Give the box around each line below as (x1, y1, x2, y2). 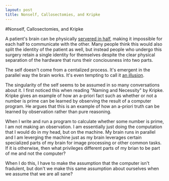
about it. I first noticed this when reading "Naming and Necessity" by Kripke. (5, 87, 164, 93)
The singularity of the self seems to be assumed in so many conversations (5, 81, 160, 88)
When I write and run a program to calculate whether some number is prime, (5, 118, 164, 124)
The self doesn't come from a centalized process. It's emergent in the (5, 66, 150, 73)
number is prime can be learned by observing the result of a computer (5, 98, 151, 104)
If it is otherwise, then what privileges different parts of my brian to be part (5, 145, 160, 151)
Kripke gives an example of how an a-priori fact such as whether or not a (5, 93, 157, 99)
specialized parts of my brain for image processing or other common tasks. (5, 139, 162, 146)
